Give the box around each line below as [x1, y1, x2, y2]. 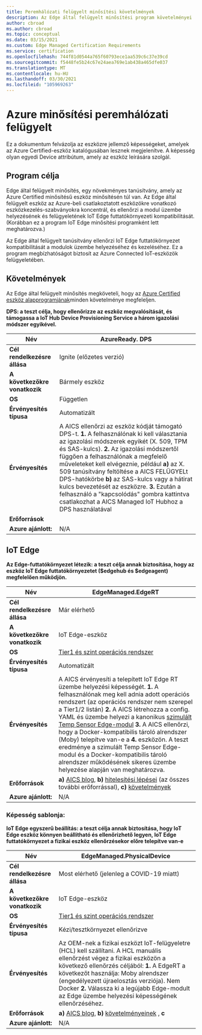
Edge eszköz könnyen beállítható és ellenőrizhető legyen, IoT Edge [6, 831, 177, 838]
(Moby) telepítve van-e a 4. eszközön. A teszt [58, 735, 188, 744]
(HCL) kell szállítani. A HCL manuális [58, 946, 162, 955]
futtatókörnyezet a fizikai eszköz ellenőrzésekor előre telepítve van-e [6, 837, 184, 844]
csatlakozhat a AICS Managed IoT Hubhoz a [59, 497, 183, 505]
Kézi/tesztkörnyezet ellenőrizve [58, 925, 148, 934]
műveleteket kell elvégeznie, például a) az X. [59, 460, 185, 468]
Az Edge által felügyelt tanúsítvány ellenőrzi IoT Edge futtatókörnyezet [6, 236, 180, 244]
